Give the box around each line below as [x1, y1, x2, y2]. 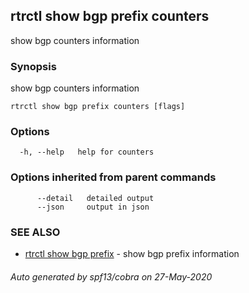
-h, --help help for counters [19, 147, 155, 158]
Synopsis [10, 59, 57, 73]
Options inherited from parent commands [10, 170, 217, 184]
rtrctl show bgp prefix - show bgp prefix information [24, 248, 240, 259]
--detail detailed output [36, 193, 155, 203]
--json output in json [36, 202, 150, 212]
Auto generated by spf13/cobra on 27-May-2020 [10, 270, 213, 283]
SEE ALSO [10, 225, 61, 239]
